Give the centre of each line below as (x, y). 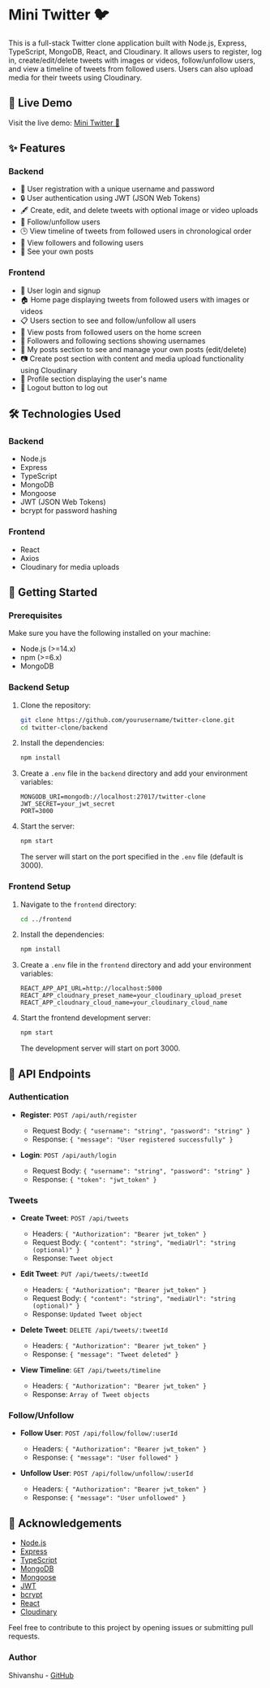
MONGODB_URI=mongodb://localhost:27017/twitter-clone (113, 797)
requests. (24, 1636)
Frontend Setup (40, 886)
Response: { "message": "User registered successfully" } (133, 1139)
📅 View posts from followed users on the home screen (111, 332)
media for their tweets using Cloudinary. (75, 77)
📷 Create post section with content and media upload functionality (132, 359)
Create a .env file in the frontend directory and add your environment (135, 965)
